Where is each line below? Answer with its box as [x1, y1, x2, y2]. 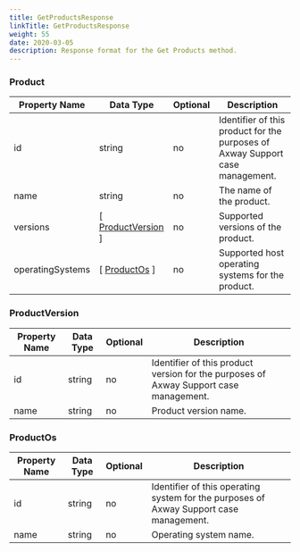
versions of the [218, 221, 282, 233]
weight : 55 [9, 29, 50, 38]
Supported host [218, 247, 284, 259]
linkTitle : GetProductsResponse [9, 21, 129, 30]
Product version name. [151, 404, 247, 416]
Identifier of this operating [151, 481, 261, 493]
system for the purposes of [151, 492, 265, 505]
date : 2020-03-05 [9, 38, 74, 47]
